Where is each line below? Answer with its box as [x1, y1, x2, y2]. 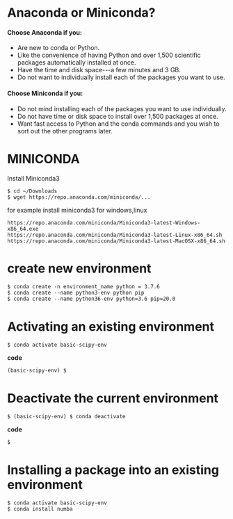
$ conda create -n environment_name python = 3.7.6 [7, 283, 160, 290]
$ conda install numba [7, 506, 73, 513]
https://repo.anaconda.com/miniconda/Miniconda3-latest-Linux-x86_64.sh [7, 231, 223, 238]
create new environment [7, 261, 152, 276]
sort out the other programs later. [17, 126, 113, 135]
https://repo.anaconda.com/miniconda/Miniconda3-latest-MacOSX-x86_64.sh [7, 238, 226, 245]
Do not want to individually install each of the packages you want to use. [17, 73, 225, 81]
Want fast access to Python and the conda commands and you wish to [17, 120, 220, 128]
